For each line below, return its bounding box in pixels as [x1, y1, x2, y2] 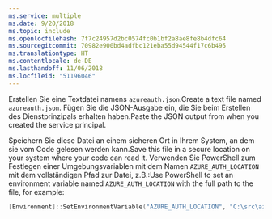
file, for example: [8, 187, 65, 196]
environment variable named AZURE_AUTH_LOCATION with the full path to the [8, 179, 253, 188]
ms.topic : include [8, 27, 70, 35]
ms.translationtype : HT [8, 49, 89, 57]
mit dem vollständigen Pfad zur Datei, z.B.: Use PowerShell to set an [8, 170, 234, 179]
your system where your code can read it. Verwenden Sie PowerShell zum [8, 153, 256, 162]
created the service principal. [8, 120, 107, 129]
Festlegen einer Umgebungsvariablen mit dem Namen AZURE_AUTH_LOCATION [8, 161, 259, 171]
